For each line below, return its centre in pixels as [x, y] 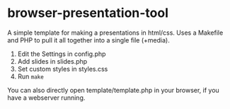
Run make [30, 76]
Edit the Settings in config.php [62, 54]
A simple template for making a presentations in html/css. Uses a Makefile [115, 33]
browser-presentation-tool [88, 13]
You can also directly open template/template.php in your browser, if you [113, 90]
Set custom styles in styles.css [63, 69]
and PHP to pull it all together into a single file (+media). [88, 40]
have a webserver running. [46, 98]
